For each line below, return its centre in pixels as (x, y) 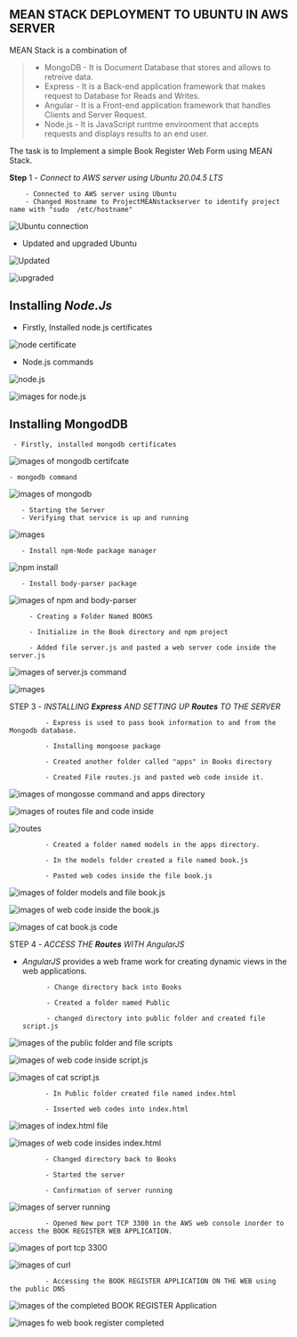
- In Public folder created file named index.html (141, 1094)
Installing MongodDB (69, 424)
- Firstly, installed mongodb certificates (95, 444)
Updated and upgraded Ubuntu (80, 243)
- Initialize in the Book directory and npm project (128, 632)
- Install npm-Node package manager (89, 551)
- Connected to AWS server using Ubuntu (101, 194)
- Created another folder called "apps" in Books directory (159, 762)
